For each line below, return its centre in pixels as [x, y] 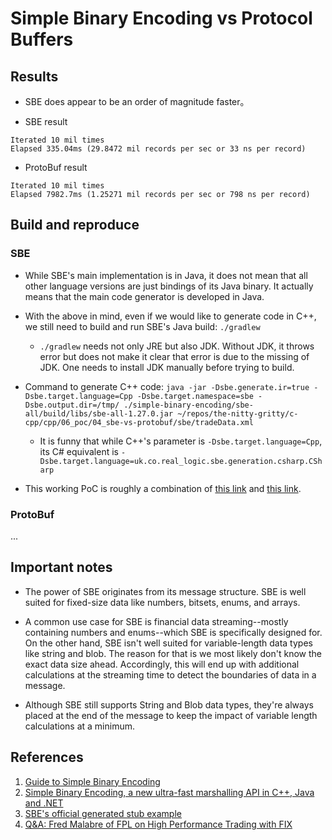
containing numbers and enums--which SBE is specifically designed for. [173, 632]
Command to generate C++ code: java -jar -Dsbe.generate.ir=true [167, 386]
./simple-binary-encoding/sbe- [188, 405]
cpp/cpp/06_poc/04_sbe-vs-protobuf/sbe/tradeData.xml [139, 422]
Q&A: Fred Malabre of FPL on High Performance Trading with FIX [158, 824]
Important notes [61, 567]
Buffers [42, 39]
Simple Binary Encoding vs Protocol [161, 18]
